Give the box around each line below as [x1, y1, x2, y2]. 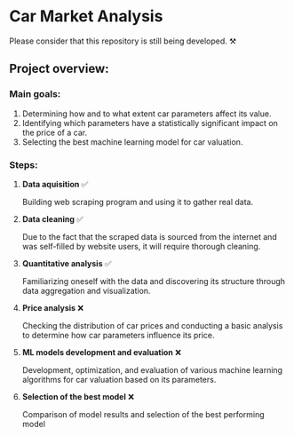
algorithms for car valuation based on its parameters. [21, 374, 217, 384]
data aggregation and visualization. [21, 285, 151, 296]
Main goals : [9, 88, 61, 100]
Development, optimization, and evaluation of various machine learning [21, 364, 282, 375]
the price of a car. [21, 127, 87, 138]
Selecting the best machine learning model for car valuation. [21, 136, 243, 147]
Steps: [9, 158, 38, 170]
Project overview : [9, 61, 109, 76]
